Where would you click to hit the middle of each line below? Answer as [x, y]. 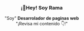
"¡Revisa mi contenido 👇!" [42, 24]
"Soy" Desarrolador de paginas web [42, 18]
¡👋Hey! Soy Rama [42, 8]
